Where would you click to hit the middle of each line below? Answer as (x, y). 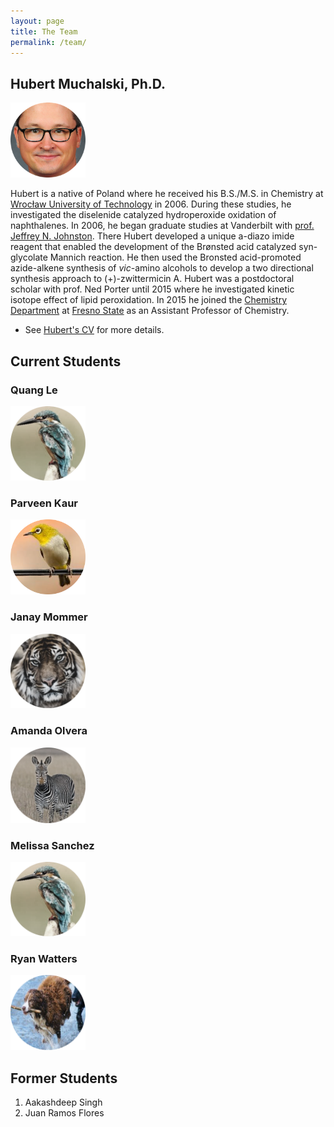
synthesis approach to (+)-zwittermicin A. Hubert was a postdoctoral (152, 279)
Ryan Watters (44, 959)
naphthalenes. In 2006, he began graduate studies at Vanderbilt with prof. (162, 226)
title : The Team (44, 31)
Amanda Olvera (49, 731)
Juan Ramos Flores (64, 1113)
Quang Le (34, 390)
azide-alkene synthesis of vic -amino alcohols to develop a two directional (162, 268)
